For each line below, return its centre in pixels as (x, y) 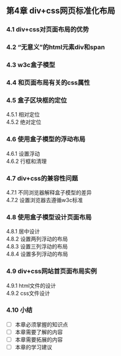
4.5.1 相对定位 (23, 115)
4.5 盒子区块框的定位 (37, 100)
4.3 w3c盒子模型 (31, 65)
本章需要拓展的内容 (39, 339)
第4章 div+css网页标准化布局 (61, 11)
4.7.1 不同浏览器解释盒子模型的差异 (49, 192)
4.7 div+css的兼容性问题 (42, 178)
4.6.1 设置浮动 (23, 153)
